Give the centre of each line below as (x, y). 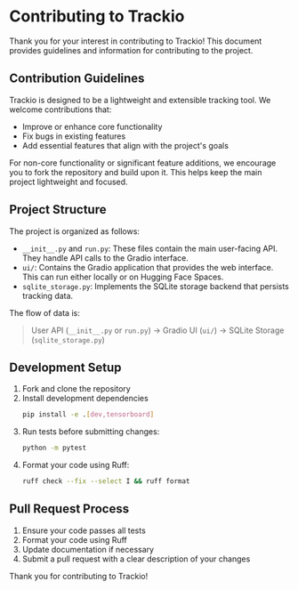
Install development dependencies (85, 399)
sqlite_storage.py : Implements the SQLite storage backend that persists (155, 286)
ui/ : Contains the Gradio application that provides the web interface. (148, 267)
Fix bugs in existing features (74, 136)
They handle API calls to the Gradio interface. (105, 258)
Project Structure (58, 210)
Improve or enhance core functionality (92, 126)
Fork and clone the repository (76, 389)
